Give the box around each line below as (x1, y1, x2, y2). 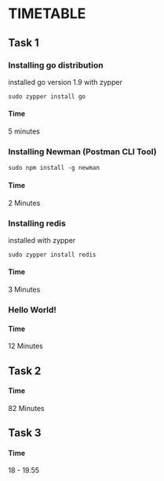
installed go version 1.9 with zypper (8, 77, 123, 86)
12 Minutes (8, 341, 43, 351)
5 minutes (8, 127, 41, 136)
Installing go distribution (8, 60, 104, 71)
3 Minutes (8, 285, 41, 295)
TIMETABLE (8, 5, 86, 23)
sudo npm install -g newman (8, 164, 100, 172)
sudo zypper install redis (8, 251, 97, 259)
